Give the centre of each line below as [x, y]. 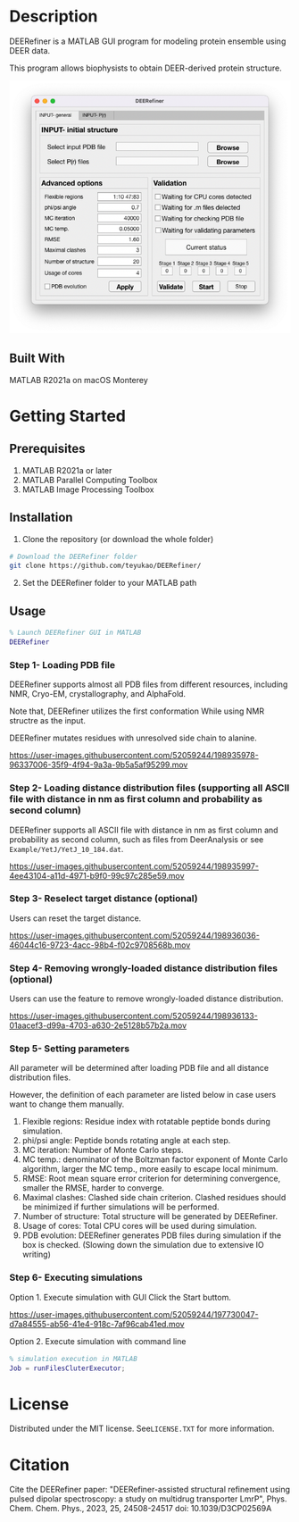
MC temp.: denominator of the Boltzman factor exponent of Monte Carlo [155, 1159]
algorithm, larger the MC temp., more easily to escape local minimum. [150, 1169]
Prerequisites [47, 449]
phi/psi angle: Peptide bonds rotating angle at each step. [126, 1141]
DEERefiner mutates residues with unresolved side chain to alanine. [133, 738]
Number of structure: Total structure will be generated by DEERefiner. [150, 1217]
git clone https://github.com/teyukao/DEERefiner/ [105, 566]
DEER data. [30, 50]
